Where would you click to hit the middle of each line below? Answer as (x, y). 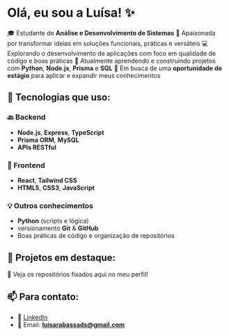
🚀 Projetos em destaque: (62, 258)
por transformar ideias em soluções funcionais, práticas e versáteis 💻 (108, 43)
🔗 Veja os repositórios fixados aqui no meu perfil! (78, 274)
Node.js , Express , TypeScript (61, 132)
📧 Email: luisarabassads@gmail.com (71, 324)
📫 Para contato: (43, 297)
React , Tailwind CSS (47, 180)
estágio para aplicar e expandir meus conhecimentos (84, 75)
